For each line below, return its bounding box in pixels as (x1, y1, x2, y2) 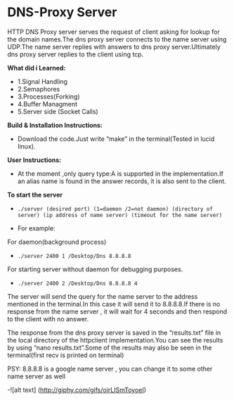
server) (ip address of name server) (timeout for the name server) (17, 211, 223, 218)
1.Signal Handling (17, 77, 68, 85)
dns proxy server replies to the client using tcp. (7, 50, 144, 58)
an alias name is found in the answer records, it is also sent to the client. (17, 177, 226, 185)
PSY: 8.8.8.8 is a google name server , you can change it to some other (7, 364, 213, 373)
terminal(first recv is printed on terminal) (7, 350, 124, 359)
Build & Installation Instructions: (7, 121, 103, 129)
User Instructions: (7, 156, 62, 164)
